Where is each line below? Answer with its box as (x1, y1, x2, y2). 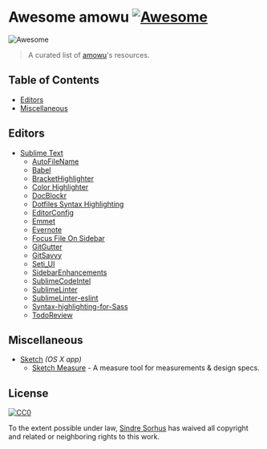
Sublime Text (19, 148, 64, 157)
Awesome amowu (8, 8, 130, 27)
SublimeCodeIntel (31, 276, 91, 285)
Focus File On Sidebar (31, 233, 106, 243)
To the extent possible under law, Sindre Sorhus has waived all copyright (8, 423, 249, 433)
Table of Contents (8, 73, 100, 88)
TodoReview (31, 310, 74, 320)
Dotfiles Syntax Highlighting (31, 199, 124, 209)
